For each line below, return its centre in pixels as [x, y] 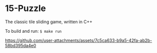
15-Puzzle [25, 8]
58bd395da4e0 [21, 45]
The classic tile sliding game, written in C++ [49, 22]
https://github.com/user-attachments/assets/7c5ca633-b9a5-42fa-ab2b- [79, 40]
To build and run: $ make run [33, 31]
